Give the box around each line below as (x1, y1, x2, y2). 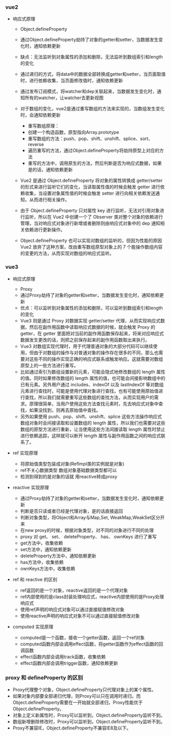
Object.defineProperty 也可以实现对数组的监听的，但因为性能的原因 (20, 238, 162, 244)
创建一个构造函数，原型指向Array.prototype (27, 129, 120, 135)
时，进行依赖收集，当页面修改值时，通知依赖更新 (20, 78, 123, 84)
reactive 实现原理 (12, 484, 49, 490)
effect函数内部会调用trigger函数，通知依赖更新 (20, 660, 118, 666)
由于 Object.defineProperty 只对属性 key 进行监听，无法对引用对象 (20, 208, 160, 214)
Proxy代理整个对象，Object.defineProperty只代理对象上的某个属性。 (12, 686, 156, 693)
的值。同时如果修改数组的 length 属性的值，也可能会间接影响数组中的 (20, 375, 165, 381)
